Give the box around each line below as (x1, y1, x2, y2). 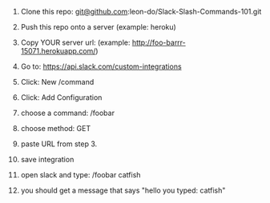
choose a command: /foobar (20, 108, 115, 117)
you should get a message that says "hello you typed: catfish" (20, 185, 226, 195)
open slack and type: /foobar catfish (20, 170, 141, 179)
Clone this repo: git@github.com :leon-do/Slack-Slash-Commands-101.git (20, 7, 262, 16)
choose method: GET (20, 124, 91, 133)
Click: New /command (20, 78, 95, 86)
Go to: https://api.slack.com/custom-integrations (20, 62, 183, 71)
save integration (20, 155, 75, 164)
